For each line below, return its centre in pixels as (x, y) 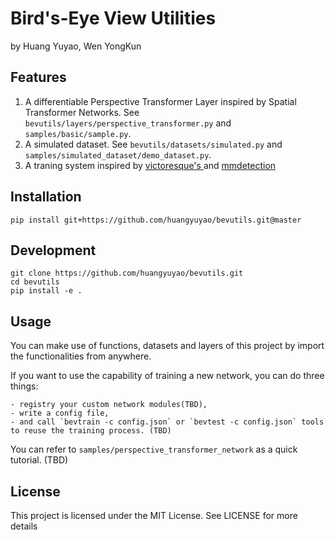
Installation (46, 197)
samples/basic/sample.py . (78, 133)
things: (24, 386)
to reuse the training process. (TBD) (91, 431)
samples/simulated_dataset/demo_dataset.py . (118, 154)
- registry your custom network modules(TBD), (109, 405)
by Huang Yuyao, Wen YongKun (76, 46)
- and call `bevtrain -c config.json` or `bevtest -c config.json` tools (167, 422)
